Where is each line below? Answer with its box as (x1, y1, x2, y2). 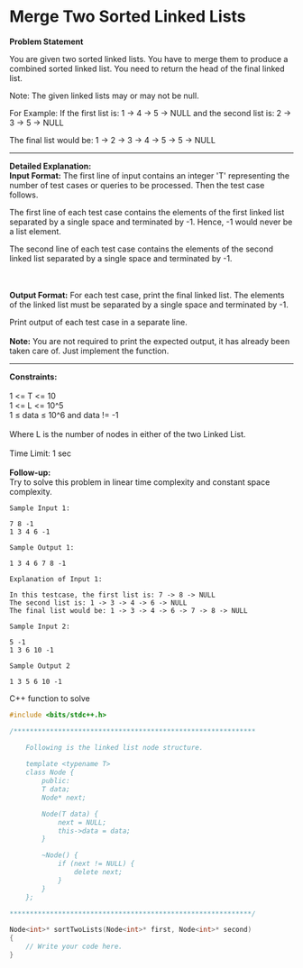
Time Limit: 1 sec (9, 448, 72, 459)
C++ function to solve (9, 692, 90, 704)
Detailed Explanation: (9, 160, 92, 171)
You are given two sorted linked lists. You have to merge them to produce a (9, 53, 289, 64)
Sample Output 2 (9, 661, 70, 671)
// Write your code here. (25, 942, 124, 952)
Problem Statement (9, 36, 84, 47)
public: (41, 777, 70, 786)
